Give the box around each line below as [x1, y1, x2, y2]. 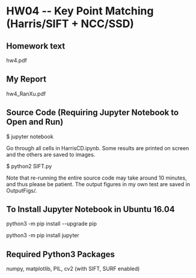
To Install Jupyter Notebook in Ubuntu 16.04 [6, 204, 176, 214]
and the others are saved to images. [6, 151, 96, 158]
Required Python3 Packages [6, 249, 115, 259]
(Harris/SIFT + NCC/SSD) [6, 17, 134, 31]
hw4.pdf [6, 57, 27, 64]
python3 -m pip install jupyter [6, 232, 79, 239]
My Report [6, 74, 47, 85]
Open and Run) [6, 117, 64, 127]
